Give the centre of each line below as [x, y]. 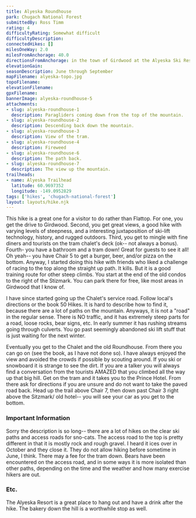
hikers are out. [23, 474]
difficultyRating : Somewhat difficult [53, 33]
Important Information [38, 418]
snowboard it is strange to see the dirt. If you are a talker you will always [93, 366]
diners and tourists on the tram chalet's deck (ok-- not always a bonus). [92, 243]
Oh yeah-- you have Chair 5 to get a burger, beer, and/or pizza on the [90, 256]
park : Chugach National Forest [44, 17]
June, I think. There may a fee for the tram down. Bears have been [86, 456]
